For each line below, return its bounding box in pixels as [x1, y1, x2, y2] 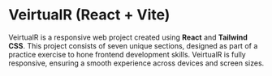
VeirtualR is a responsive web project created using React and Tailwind [8, 32, 248, 42]
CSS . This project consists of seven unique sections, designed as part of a [8, 40, 258, 50]
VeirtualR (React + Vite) [8, 6, 171, 24]
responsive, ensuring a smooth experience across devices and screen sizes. [8, 58, 265, 68]
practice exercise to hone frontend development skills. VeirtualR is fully [8, 49, 246, 59]
